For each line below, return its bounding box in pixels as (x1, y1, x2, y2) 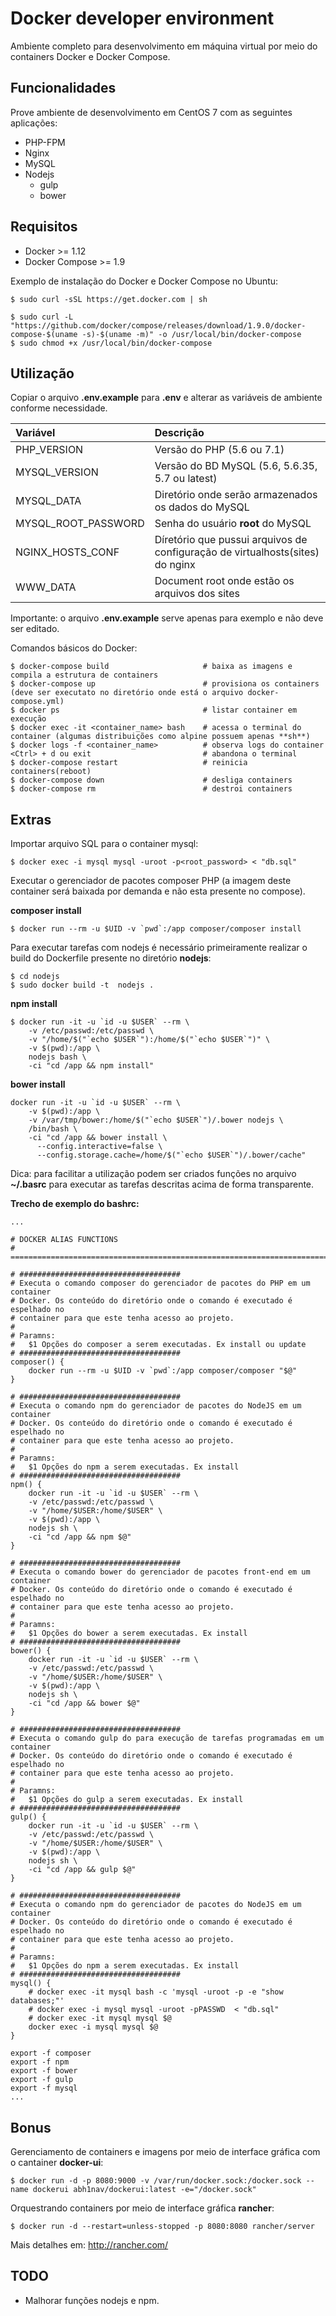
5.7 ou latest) (154, 472, 218, 486)
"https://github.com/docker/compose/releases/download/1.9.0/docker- (10, 320, 307, 331)
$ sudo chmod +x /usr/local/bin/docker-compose (10, 338, 213, 348)
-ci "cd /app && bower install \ (28, 1133, 168, 1143)
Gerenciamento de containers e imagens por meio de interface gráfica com (10, 2146, 321, 2157)
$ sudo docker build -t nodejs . (10, 980, 155, 991)
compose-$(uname (10, 329, 78, 339)
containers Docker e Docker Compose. (10, 50, 171, 62)
